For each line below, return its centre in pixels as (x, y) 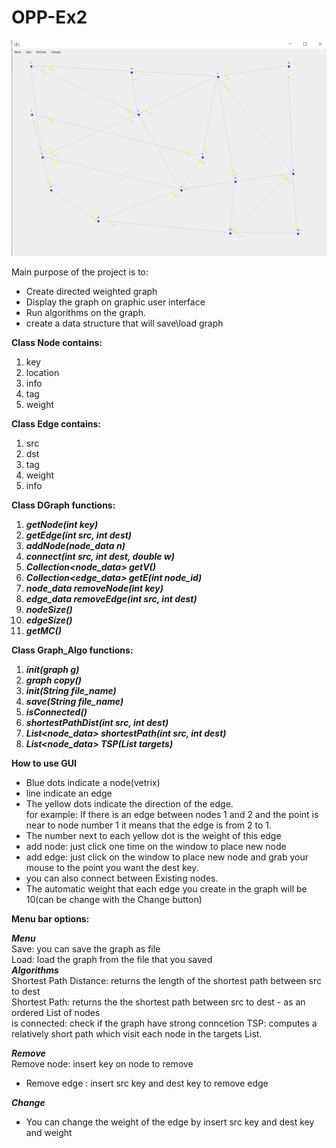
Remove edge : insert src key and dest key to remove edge (147, 1083)
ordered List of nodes (56, 1013)
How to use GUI (44, 763)
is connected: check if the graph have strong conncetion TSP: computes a (164, 1023)
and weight (49, 1133)
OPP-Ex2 (49, 17)
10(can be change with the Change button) (114, 900)
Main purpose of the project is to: (80, 272)
